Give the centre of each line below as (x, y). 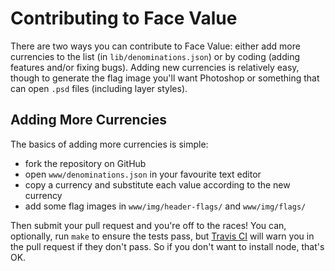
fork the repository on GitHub (85, 163)
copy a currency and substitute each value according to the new (157, 184)
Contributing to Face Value (124, 18)
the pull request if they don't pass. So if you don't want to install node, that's (167, 246)
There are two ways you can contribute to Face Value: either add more (155, 46)
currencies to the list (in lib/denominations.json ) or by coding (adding (155, 56)
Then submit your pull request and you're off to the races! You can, (148, 225)
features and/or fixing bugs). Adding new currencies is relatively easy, (155, 67)
